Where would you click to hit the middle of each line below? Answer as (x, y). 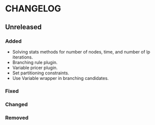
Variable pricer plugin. (35, 67)
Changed (17, 104)
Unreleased (24, 27)
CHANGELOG (33, 9)
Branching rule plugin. (35, 62)
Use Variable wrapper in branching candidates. (61, 78)
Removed (17, 118)
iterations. (23, 57)
